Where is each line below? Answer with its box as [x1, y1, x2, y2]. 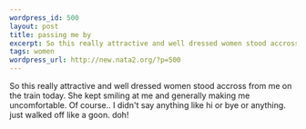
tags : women [9, 47, 55, 56]
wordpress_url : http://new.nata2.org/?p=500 [9, 55, 181, 64]
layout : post [9, 22, 59, 31]
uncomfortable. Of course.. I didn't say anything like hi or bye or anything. [9, 100, 287, 110]
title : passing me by [9, 30, 92, 39]
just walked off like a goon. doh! [9, 110, 129, 120]
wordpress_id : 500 [9, 13, 79, 23]
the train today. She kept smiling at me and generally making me [9, 90, 250, 101]
